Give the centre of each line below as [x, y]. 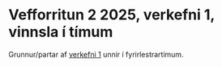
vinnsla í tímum [61, 32]
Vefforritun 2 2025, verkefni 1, [111, 15]
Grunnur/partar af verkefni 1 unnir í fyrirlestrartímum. [96, 54]
